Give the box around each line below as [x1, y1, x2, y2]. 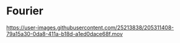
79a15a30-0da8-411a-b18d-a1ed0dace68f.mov [6, 30, 123, 37]
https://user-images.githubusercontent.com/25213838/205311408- [6, 24, 175, 31]
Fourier [6, 4, 44, 18]
